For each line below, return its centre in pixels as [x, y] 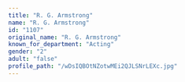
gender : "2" [28, 52]
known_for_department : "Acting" [61, 45]
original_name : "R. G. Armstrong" [65, 37]
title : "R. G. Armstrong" [50, 15]
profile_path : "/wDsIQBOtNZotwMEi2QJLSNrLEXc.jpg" [93, 66]
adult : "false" [33, 59]
